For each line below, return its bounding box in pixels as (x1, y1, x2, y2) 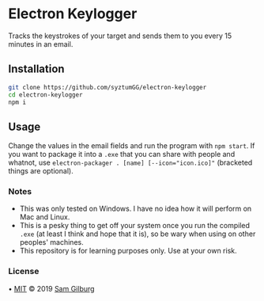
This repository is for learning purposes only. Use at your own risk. (19, 246, 237, 256)
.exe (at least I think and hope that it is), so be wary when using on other (19, 229, 256, 238)
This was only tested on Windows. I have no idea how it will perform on (19, 204, 252, 214)
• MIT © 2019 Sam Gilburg (8, 284, 95, 293)
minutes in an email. (8, 39, 74, 48)
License (8, 266, 40, 277)
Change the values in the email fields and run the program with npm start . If (8, 141, 255, 150)
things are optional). (8, 166, 74, 176)
